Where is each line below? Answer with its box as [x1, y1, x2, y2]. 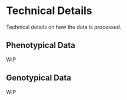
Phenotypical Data [6, 40, 75, 50]
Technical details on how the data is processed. [6, 23, 122, 30]
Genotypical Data [6, 73, 72, 83]
